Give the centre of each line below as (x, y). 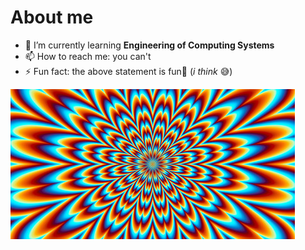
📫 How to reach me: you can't (88, 56)
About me (52, 17)
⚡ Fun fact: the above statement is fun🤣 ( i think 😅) (128, 71)
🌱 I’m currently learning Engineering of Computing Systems (149, 45)
